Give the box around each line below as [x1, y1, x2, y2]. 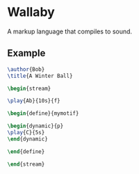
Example [7, 47, 46, 59]
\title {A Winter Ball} [7, 72, 73, 79]
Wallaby [7, 4, 56, 20]
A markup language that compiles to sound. [7, 27, 133, 35]
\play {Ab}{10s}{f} [7, 97, 60, 104]
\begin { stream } [7, 85, 51, 92]
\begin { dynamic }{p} [7, 122, 64, 129]
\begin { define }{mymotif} [7, 110, 79, 117]
